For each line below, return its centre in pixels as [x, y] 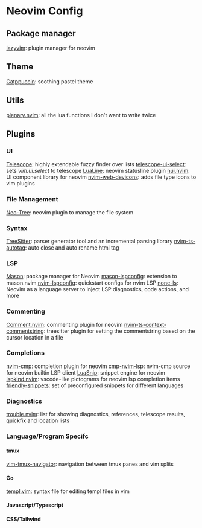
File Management [32, 199]
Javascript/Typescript [35, 505]
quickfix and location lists [38, 420]
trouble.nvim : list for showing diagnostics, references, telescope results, [96, 414]
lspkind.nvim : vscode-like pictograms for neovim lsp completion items [93, 379]
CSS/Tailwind [24, 519]
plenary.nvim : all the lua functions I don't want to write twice [81, 115]
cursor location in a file [35, 337]
